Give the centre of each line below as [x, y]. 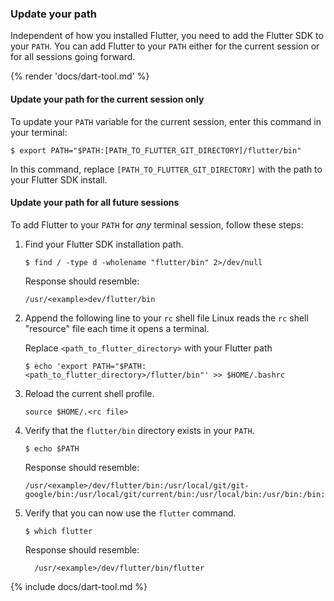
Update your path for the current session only [107, 99]
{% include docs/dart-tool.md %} [79, 586]
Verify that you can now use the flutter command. [130, 513]
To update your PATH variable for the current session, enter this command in [166, 121]
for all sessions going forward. [73, 57]
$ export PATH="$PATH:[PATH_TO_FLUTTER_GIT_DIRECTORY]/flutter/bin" [156, 150]
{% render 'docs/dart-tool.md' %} [80, 76]
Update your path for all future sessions [95, 203]
